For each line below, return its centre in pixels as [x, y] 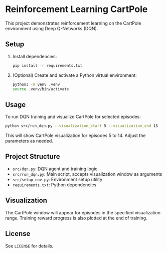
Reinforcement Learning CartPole [76, 9]
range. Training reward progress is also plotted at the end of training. [76, 218]
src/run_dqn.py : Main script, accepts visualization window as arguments [87, 174]
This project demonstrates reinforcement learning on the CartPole [73, 23]
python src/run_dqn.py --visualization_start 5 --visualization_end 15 [81, 126]
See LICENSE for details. [29, 246]
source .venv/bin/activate [41, 89]
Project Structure [33, 157]
